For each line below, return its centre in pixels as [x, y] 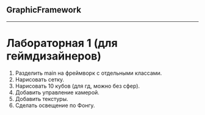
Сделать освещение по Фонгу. [55, 105]
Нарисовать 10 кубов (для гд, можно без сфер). [77, 86]
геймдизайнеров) [54, 56]
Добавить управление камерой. [57, 92]
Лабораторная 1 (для [62, 43]
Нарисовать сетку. [40, 79]
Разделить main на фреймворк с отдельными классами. [88, 73]
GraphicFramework [44, 10]
